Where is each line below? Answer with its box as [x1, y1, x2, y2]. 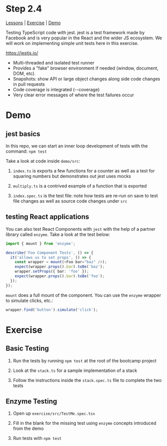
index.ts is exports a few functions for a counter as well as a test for [13, 167, 155, 174]
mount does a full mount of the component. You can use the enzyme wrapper [6, 292, 161, 298]
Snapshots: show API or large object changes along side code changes [13, 76, 160, 82]
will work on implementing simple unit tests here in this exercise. [6, 40, 139, 46]
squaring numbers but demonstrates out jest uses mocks [13, 173, 131, 179]
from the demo [13, 425, 44, 431]
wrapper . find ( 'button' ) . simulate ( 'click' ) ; [6, 307, 98, 312]
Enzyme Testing [6, 397, 57, 406]
